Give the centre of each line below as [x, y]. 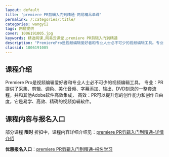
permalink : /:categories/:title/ [40, 19]
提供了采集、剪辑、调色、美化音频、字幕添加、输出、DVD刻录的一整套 [79, 89]
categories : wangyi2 [27, 24]
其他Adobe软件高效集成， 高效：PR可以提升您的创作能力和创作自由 [93, 95]
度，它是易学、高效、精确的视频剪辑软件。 [50, 101]
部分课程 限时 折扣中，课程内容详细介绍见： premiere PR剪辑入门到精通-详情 [85, 132]
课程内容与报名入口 [35, 119]
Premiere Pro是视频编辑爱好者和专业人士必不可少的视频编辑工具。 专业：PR [84, 83]
